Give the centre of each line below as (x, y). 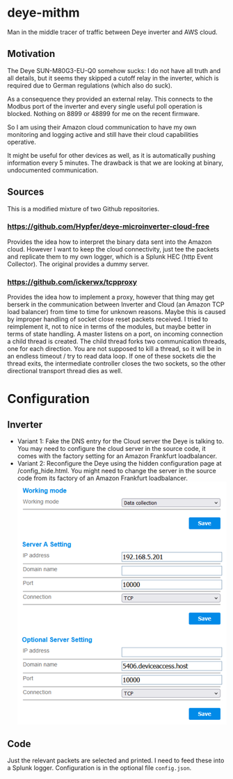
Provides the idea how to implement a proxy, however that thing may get (111, 297)
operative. (22, 142)
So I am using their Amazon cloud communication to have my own (102, 127)
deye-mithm (43, 13)
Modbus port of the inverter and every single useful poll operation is (105, 106)
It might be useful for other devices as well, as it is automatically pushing (111, 155)
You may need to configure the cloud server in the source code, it (112, 449)
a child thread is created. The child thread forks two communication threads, (117, 341)
